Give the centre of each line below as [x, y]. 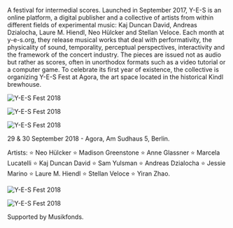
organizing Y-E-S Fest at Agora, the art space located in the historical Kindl [115, 77]
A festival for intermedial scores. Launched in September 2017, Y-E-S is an [114, 10]
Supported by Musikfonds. [45, 217]
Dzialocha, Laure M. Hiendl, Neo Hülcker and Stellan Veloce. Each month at [116, 32]
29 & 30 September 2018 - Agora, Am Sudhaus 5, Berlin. [89, 138]
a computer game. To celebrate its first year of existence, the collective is [113, 70]
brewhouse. [24, 84]
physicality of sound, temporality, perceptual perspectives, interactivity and [116, 47]
